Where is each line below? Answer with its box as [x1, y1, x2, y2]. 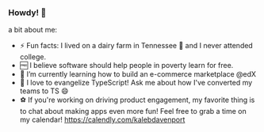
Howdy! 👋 [8, 7, 47, 18]
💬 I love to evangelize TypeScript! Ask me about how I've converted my [19, 78, 253, 88]
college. [19, 52, 46, 62]
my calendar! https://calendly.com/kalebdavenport [19, 115, 186, 125]
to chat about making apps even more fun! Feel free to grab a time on [19, 107, 247, 116]
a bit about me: [8, 25, 58, 35]
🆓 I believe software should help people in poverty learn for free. [19, 61, 234, 70]
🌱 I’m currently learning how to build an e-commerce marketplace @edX [19, 70, 256, 79]
